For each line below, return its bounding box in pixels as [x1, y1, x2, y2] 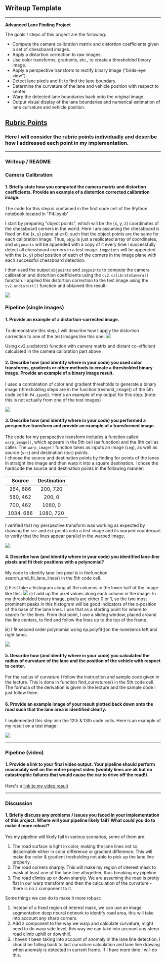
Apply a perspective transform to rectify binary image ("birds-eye [12, 67, 146, 73]
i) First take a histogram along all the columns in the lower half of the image [5, 585, 158, 591]
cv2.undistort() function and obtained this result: [5, 283, 107, 288]
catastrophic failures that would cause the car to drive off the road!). [5, 772, 149, 778]
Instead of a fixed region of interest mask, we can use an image [12, 905, 142, 910]
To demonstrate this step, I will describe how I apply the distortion [5, 327, 139, 334]
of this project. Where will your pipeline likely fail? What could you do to [5, 817, 156, 823]
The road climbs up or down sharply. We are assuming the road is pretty [12, 875, 160, 881]
